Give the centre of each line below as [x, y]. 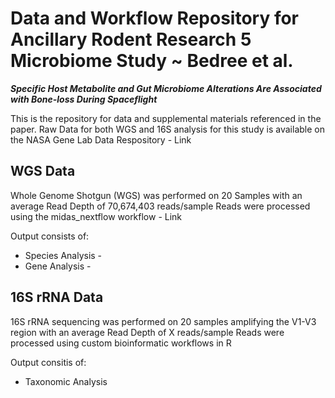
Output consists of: [50, 236]
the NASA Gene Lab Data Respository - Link [101, 139]
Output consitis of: [48, 362]
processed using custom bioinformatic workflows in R [121, 343]
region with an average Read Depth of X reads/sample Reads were [147, 332]
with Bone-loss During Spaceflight [84, 99]
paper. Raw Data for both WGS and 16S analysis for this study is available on [167, 129]
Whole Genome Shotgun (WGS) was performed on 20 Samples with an [156, 195]
